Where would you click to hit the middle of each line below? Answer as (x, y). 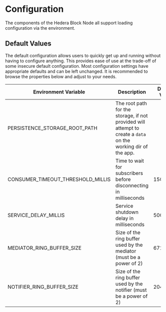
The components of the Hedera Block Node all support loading (69, 23)
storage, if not (132, 116)
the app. (125, 153)
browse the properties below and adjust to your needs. (61, 76)
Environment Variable (59, 91)
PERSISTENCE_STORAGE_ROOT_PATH (53, 128)
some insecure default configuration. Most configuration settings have (77, 66)
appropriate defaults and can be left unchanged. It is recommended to (77, 71)
